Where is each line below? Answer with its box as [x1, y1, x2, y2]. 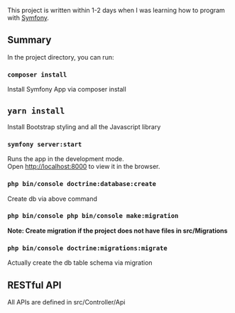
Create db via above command [7, 194, 97, 203]
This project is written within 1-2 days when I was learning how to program [7, 6, 225, 14]
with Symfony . [7, 13, 50, 22]
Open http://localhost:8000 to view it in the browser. [7, 163, 160, 171]
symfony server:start [7, 140, 82, 148]
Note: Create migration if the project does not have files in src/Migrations [7, 226, 228, 235]
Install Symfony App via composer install [7, 85, 126, 94]
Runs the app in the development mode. [7, 155, 124, 163]
